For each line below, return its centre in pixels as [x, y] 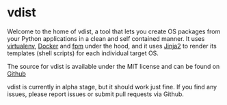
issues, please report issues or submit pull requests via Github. [96, 94]
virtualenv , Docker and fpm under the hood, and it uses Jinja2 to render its [112, 46]
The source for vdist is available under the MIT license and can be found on [113, 66]
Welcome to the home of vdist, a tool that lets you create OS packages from [114, 31]
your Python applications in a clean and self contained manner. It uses [106, 38]
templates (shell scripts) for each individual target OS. [83, 53]
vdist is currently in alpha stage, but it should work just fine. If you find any [112, 87]
